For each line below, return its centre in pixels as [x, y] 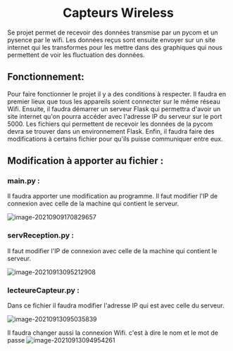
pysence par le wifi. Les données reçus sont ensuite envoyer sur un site [112, 39]
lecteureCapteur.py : [43, 290]
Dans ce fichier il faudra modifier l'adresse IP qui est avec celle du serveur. [116, 306]
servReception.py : [40, 236]
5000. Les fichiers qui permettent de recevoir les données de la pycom [110, 124]
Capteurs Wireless [118, 13]
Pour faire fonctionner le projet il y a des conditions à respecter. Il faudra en [117, 94]
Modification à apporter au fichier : [86, 161]
